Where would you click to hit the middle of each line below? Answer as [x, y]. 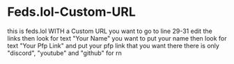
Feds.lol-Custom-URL [71, 12]
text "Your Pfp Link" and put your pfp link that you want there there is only [113, 45]
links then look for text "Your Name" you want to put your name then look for [117, 38]
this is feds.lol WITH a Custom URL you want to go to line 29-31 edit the [110, 31]
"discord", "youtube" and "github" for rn [64, 53]
